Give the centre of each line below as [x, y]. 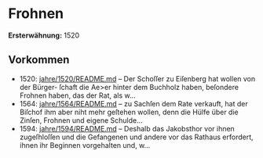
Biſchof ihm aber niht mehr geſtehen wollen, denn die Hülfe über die [129, 112]
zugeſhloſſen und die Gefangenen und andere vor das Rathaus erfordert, [136, 137]
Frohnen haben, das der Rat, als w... [77, 95]
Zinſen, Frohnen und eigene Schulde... [81, 120]
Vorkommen [39, 60]
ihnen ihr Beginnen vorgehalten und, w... [85, 145]
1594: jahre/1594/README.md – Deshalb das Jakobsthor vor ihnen [127, 128]
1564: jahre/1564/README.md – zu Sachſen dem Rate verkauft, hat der [134, 103]
